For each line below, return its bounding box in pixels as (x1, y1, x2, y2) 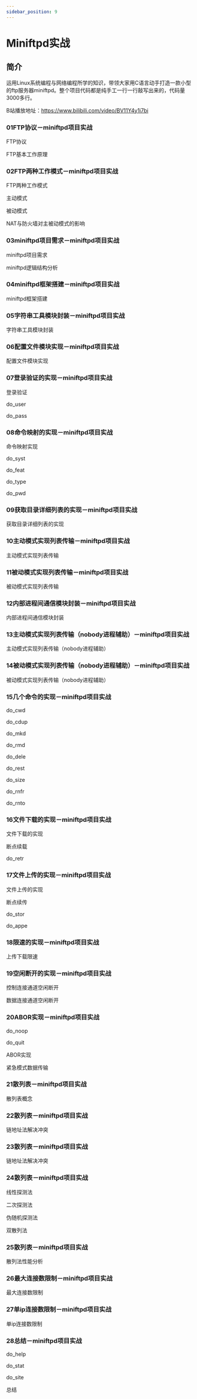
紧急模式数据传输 (6, 1064, 49, 1071)
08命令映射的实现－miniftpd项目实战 (6, 428, 113, 436)
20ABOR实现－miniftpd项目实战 (6, 1013, 100, 1021)
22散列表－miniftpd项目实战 (6, 1111, 88, 1119)
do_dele (6, 753, 26, 760)
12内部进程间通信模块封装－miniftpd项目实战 (6, 599, 136, 608)
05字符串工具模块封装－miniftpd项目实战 (6, 311, 125, 320)
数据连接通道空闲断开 (6, 997, 59, 1004)
